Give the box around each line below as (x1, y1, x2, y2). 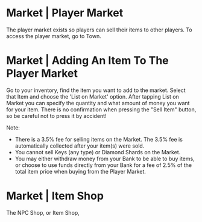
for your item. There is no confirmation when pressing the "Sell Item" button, (6, 106, 197, 113)
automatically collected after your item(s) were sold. (14, 142, 145, 149)
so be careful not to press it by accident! (6, 112, 107, 119)
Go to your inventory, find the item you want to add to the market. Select (6, 87, 186, 94)
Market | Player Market (6, 6, 124, 20)
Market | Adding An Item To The (6, 54, 169, 68)
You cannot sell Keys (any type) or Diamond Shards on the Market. (14, 148, 181, 155)
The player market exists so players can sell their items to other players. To (6, 26, 192, 33)
